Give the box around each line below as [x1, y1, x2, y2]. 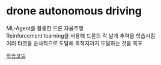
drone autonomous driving [6, 4, 142, 18]
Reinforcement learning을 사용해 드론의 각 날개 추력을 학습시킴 [6, 32, 156, 39]
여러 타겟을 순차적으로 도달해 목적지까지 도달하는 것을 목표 [6, 39, 143, 47]
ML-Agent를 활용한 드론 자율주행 [6, 24, 84, 32]
